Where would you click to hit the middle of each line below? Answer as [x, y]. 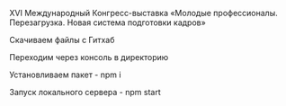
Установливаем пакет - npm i [65, 75]
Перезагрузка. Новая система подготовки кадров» [108, 22]
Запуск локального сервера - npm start [85, 92]
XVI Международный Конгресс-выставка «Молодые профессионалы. [143, 13]
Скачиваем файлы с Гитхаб [62, 40]
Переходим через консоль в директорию [89, 57]
